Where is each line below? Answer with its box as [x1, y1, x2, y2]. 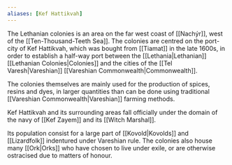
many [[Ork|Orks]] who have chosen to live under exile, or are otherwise [7, 143, 216, 152]
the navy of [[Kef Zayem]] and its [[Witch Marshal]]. [7, 116, 156, 124]
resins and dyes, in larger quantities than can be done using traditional [7, 87, 210, 95]
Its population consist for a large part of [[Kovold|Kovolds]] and [7, 129, 189, 137]
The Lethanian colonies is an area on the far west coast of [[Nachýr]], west [7, 29, 224, 38]
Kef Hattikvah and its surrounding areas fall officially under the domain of [7, 108, 218, 116]
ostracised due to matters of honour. [7, 151, 113, 159]
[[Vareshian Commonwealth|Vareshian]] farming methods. [7, 95, 175, 103]
